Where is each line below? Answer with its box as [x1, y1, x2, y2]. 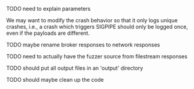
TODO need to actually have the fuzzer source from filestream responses [6, 53, 188, 60]
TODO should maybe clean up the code [6, 76, 104, 83]
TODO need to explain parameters [6, 5, 91, 12]
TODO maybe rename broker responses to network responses [6, 41, 160, 48]
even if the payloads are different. [6, 29, 90, 37]
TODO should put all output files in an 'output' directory [6, 64, 144, 72]
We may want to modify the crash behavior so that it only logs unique [6, 17, 178, 23]
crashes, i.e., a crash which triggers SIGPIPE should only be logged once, [6, 23, 188, 30]
